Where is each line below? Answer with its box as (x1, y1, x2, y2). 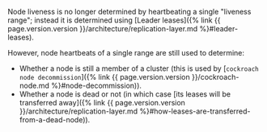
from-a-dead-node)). (19, 115, 91, 124)
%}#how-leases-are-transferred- (139, 106, 252, 116)
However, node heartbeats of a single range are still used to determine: (7, 48, 244, 57)
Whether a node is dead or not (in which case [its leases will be (19, 89, 231, 99)
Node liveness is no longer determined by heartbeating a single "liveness (7, 7, 252, 16)
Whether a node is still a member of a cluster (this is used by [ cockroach (19, 64, 260, 73)
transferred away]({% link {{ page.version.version (19, 98, 185, 107)
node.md (19, 80, 50, 90)
